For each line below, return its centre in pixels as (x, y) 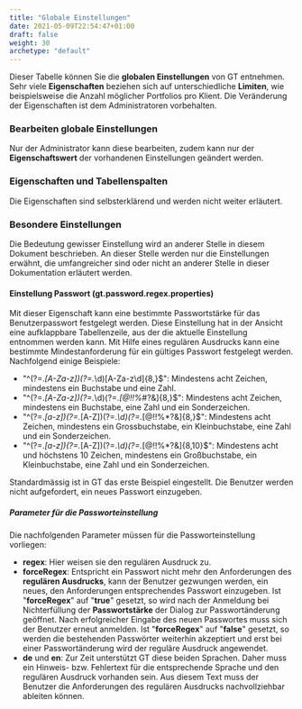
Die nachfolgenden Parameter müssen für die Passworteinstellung (132, 535)
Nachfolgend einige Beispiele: (65, 361)
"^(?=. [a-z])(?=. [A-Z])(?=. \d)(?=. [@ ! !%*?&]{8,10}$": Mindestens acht (150, 446)
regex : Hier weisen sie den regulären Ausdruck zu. (117, 562)
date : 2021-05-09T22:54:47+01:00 (72, 26)
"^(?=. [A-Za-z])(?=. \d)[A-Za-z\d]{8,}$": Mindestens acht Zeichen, (145, 378)
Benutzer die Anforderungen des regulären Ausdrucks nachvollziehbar (154, 686)
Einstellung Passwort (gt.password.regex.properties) (112, 293)
